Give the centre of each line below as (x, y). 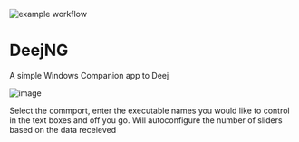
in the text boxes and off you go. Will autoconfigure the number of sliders (146, 120)
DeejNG (39, 51)
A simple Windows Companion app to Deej (89, 75)
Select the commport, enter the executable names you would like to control (149, 110)
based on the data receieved (63, 129)
